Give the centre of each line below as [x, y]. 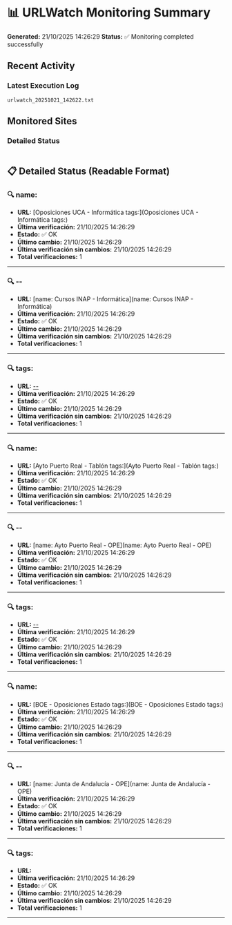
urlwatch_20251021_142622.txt [51, 100]
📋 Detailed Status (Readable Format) [89, 171]
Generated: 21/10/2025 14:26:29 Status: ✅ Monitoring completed [101, 36]
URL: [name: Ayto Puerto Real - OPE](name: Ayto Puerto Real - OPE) [114, 545]
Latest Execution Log [43, 86]
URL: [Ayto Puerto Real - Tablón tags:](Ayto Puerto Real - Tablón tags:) [118, 466]
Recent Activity [41, 66]
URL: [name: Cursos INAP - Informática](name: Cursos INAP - [105, 299]
